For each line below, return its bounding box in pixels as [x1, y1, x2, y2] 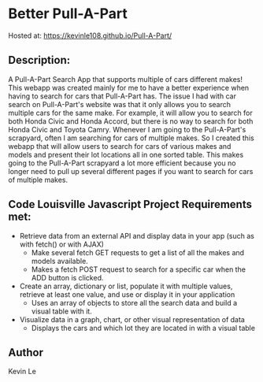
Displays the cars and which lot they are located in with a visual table [31, 323, 256, 332]
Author [8, 346, 43, 359]
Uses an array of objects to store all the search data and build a [31, 298, 238, 307]
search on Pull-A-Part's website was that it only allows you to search [8, 99, 231, 109]
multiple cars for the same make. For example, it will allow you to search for [8, 108, 254, 117]
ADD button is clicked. [31, 273, 104, 282]
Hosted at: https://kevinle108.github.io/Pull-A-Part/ [8, 31, 172, 40]
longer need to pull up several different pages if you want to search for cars [8, 166, 254, 176]
